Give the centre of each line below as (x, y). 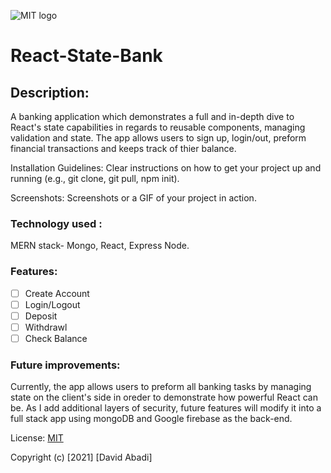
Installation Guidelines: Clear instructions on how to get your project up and (166, 168)
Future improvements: (65, 365)
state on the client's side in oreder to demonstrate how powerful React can (164, 397)
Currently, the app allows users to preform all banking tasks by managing (161, 387)
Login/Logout (52, 304)
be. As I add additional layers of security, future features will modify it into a (166, 408)
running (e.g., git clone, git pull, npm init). (95, 178)
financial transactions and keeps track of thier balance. (123, 148)
